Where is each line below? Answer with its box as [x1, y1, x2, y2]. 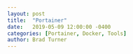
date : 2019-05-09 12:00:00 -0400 [7, 23, 111, 30]
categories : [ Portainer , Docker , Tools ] [7, 29, 127, 37]
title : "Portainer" [7, 17, 68, 24]
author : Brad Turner [7, 36, 68, 43]
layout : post [7, 10, 45, 18]
